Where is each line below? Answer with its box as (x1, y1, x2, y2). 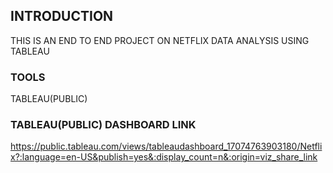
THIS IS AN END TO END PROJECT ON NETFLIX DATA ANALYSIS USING (10, 34, 310, 46)
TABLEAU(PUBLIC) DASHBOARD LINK (10, 118, 197, 132)
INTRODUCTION (10, 8, 114, 25)
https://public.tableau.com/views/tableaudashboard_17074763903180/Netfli (10, 140, 323, 153)
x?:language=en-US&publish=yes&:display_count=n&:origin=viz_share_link (10, 151, 318, 163)
